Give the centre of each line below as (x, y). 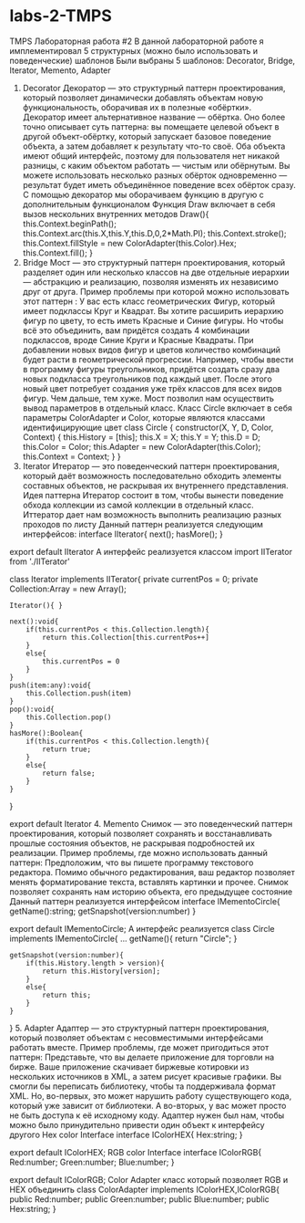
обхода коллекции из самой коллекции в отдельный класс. (138, 505)
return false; (69, 773)
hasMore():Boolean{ (46, 733)
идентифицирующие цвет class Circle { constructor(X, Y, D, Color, (148, 427)
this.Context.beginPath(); (69, 224)
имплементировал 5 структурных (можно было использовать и (133, 50)
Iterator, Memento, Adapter (60, 70)
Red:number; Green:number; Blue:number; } (92, 1162)
